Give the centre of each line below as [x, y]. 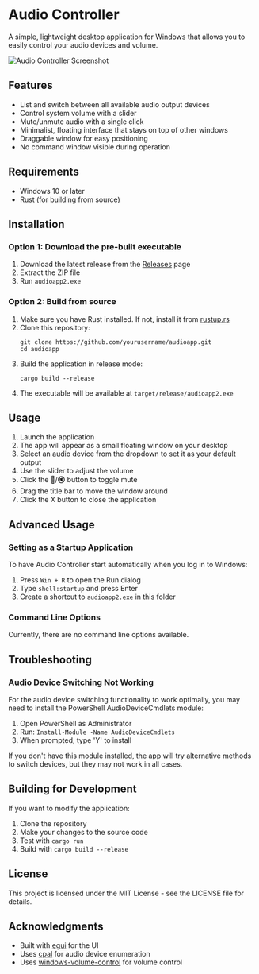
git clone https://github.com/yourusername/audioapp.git [116, 342]
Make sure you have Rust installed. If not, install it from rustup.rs [124, 319]
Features [30, 85]
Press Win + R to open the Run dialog [80, 580]
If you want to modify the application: [69, 808]
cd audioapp [39, 349]
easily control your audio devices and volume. [83, 44]
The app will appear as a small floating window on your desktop [124, 446]
